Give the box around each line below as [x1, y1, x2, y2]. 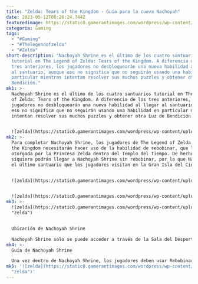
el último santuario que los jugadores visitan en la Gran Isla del [11, 162, 183, 168]
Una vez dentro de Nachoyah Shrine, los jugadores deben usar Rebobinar [11, 258, 194, 264]
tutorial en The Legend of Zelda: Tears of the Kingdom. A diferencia [11, 58, 189, 64]
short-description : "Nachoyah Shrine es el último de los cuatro [6, 53, 170, 58]
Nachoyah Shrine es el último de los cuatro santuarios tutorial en [11, 91, 183, 97]
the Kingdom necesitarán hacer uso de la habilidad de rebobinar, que [11, 145, 189, 151]
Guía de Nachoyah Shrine [11, 247, 72, 253]
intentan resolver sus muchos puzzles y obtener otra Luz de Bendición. [11, 113, 194, 119]
